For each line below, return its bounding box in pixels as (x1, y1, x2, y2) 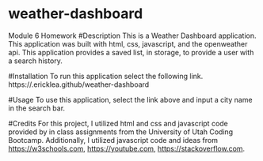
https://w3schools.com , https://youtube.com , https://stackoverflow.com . (8, 144, 246, 153)
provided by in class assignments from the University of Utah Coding (8, 127, 234, 137)
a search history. (8, 56, 63, 66)
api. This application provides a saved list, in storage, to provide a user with (8, 47, 254, 57)
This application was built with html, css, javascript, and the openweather (8, 39, 248, 48)
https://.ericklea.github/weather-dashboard (8, 80, 150, 89)
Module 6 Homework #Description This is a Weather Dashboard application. (8, 31, 257, 40)
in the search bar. (8, 103, 66, 113)
